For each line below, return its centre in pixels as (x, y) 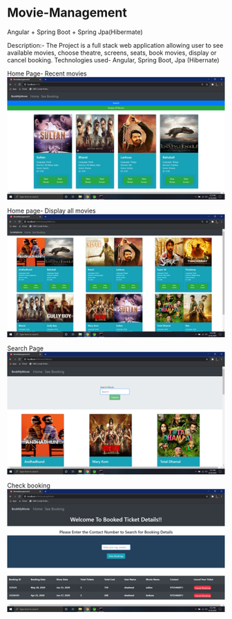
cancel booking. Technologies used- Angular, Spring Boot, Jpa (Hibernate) (113, 60)
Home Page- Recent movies (47, 73)
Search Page (25, 348)
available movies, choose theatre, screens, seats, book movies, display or (112, 53)
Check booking (29, 485)
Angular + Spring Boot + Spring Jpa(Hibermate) (75, 32)
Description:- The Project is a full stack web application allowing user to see (115, 45)
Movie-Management (67, 13)
